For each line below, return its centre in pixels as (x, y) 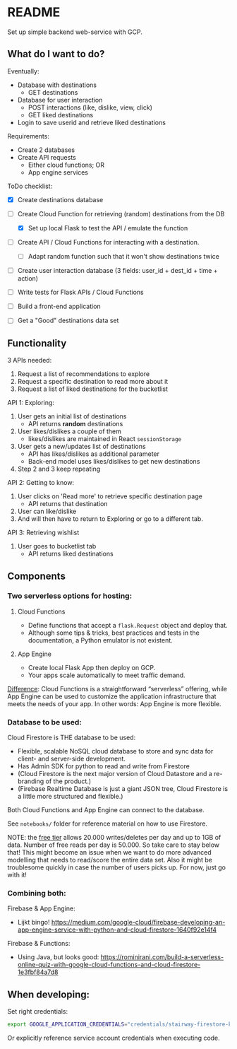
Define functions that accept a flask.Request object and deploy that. (128, 625)
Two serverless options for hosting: (70, 596)
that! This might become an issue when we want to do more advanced (109, 852)
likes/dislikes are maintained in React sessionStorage (105, 439)
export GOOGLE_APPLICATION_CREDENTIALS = (68, 1025)
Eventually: (23, 71)
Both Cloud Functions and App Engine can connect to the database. (106, 810)
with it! (17, 875)
